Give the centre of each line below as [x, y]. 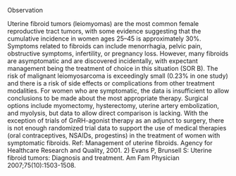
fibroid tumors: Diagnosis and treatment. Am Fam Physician [93, 158]
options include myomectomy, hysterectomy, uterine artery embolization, [113, 106]
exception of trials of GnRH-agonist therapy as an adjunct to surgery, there [116, 121]
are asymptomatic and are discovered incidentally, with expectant [103, 61]
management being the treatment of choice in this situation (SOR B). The [113, 68]
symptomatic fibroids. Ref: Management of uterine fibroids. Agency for [110, 143]
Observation [25, 10]
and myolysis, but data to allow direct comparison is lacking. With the [108, 113]
